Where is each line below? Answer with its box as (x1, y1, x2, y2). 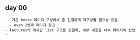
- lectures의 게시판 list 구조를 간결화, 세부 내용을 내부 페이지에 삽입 (5, 27, 136, 33)
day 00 (5, 4, 28, 12)
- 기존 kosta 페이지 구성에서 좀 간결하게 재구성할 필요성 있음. (7, 17, 120, 22)
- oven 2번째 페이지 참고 (9, 23, 56, 27)
